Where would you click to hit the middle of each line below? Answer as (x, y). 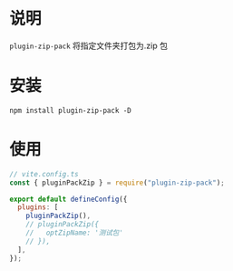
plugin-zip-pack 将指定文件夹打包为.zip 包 (88, 45)
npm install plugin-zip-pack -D (70, 110)
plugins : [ (38, 207)
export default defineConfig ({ (68, 199)
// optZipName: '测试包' (75, 233)
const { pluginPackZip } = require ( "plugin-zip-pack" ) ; (117, 183)
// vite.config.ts (44, 174)
